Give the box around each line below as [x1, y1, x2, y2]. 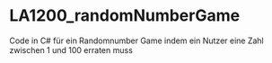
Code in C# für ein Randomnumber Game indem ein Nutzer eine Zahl [9, 35, 265, 46]
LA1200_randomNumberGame [9, 5, 241, 26]
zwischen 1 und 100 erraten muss [9, 44, 133, 55]
